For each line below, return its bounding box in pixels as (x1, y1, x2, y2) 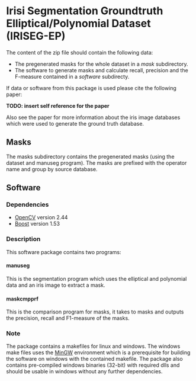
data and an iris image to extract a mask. (6, 281, 105, 289)
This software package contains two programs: (6, 248, 121, 255)
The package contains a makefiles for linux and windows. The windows (6, 342, 181, 350)
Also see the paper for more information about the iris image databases (6, 114, 181, 121)
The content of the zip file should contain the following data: (6, 49, 153, 56)
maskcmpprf (6, 295, 38, 302)
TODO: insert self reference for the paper (6, 102, 110, 109)
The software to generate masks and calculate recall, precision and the (14, 66, 188, 73)
